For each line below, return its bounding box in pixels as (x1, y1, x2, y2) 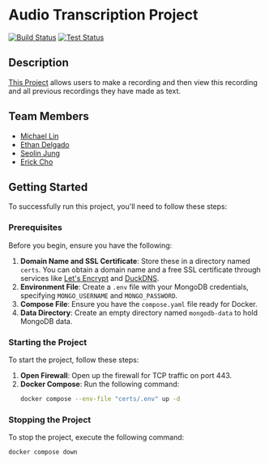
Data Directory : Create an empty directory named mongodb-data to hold (19, 308, 258, 317)
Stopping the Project (8, 414, 92, 425)
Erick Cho (19, 156, 53, 167)
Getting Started (8, 180, 88, 194)
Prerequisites (8, 222, 62, 233)
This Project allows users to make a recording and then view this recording (8, 77, 258, 87)
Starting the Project (8, 336, 88, 347)
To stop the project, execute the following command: (8, 432, 185, 442)
